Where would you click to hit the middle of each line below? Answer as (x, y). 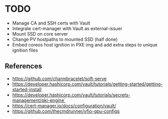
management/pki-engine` (39, 100)
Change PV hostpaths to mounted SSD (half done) (65, 39)
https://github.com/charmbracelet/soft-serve (59, 78)
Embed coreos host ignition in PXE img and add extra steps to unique (85, 44)
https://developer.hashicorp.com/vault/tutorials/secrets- (71, 94)
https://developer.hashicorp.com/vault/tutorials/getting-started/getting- (88, 84)
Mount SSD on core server (40, 34)
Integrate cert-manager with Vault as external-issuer (67, 28)
